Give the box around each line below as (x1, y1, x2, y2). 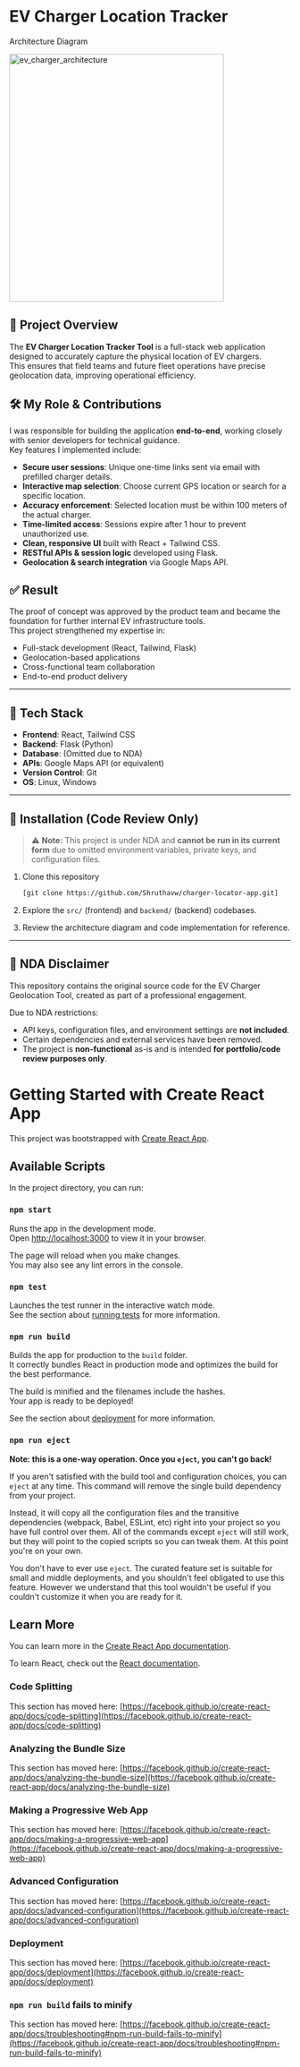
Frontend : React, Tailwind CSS (21, 730, 136, 740)
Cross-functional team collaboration (21, 662, 155, 672)
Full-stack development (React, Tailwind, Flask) (21, 643, 197, 653)
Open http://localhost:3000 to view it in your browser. (9, 1233, 207, 1243)
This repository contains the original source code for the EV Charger (9, 980, 261, 991)
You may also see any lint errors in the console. (9, 1260, 183, 1270)
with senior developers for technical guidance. (9, 434, 180, 445)
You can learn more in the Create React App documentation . (9, 1641, 231, 1652)
